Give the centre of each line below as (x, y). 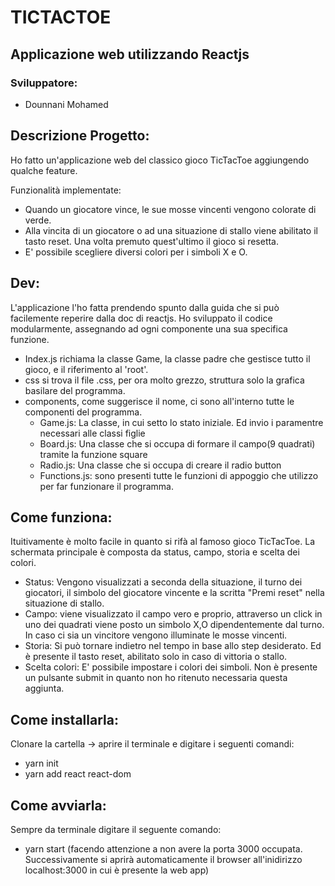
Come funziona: (61, 517)
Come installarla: (64, 719)
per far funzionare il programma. (106, 486)
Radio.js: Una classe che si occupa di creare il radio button (160, 465)
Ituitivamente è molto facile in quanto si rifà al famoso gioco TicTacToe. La (163, 542)
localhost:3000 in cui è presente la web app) (117, 870)
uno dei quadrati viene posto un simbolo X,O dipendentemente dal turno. (174, 625)
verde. (38, 220)
